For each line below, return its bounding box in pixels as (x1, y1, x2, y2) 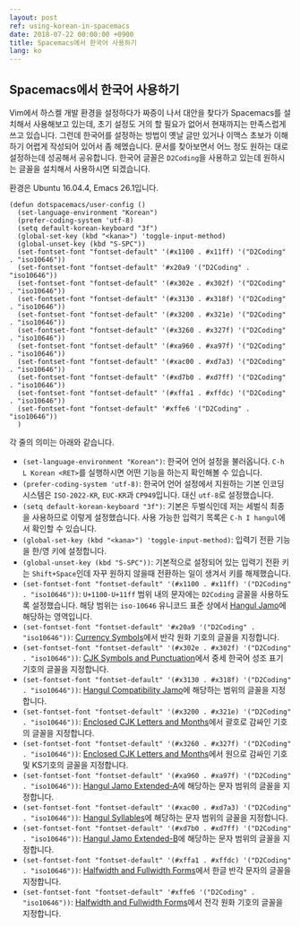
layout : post (9, 13, 58, 22)
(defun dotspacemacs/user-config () (9, 200, 146, 209)
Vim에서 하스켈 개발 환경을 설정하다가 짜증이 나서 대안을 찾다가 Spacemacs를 (9, 107, 282, 117)
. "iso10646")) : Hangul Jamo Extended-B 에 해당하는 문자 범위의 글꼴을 (21, 833, 281, 844)
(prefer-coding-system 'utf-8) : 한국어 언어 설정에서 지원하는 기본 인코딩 (21, 478, 285, 489)
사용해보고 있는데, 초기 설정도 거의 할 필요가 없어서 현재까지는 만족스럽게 (32, 118, 287, 129)
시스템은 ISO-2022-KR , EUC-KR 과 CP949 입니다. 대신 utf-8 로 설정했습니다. (21, 489, 274, 500)
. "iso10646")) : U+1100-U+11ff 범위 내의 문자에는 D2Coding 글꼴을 (21, 588, 258, 599)
